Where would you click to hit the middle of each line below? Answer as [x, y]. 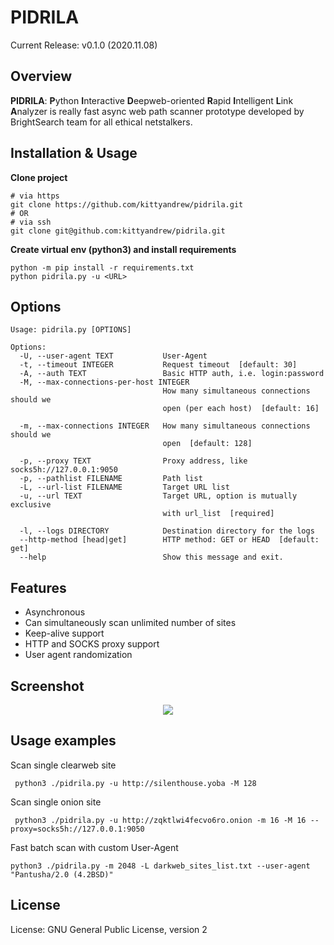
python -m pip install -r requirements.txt [102, 267]
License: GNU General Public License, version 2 [109, 929]
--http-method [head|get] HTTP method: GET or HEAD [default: [169, 540]
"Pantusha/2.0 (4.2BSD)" [62, 874]
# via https [35, 196]
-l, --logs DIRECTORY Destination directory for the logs [167, 531]
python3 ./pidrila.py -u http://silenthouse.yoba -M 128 [135, 783]
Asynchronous [55, 612]
